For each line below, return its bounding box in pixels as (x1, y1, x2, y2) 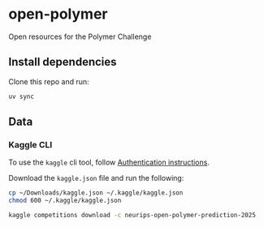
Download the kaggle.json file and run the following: (8, 173, 184, 183)
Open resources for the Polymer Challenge (8, 32, 152, 41)
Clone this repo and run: (8, 76, 89, 86)
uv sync (8, 92, 35, 101)
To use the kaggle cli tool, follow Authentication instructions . (8, 157, 210, 167)
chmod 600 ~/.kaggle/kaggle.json (8, 196, 122, 205)
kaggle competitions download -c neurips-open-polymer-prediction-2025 (8, 212, 256, 220)
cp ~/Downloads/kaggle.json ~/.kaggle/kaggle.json (8, 189, 184, 197)
